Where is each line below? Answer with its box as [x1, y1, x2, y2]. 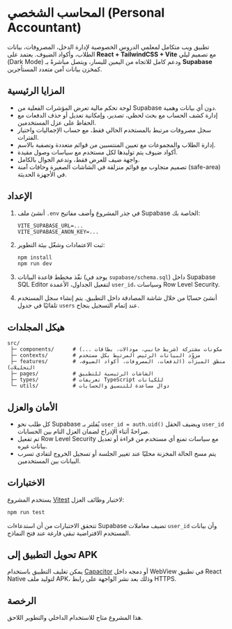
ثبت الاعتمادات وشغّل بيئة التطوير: [17, 240, 105, 248]
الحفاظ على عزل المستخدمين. [17, 118, 96, 127]
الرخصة [7, 595, 37, 607]
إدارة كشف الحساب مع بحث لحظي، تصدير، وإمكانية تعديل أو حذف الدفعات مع [17, 111, 218, 119]
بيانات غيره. [17, 442, 48, 450]
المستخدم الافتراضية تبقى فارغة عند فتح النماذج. [7, 529, 131, 537]
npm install [17, 254, 52, 261]
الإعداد [7, 190, 33, 202]
